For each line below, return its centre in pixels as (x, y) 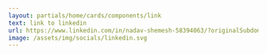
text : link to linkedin (48, 23)
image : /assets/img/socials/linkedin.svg (78, 38)
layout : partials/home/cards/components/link (85, 15)
